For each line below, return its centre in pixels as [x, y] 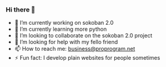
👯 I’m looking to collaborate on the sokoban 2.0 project [83, 36]
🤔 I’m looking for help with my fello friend [66, 42]
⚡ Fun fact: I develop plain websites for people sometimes [87, 58]
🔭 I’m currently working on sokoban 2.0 [64, 23]
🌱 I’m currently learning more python [61, 29]
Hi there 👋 [21, 10]
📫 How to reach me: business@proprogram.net [75, 49]
